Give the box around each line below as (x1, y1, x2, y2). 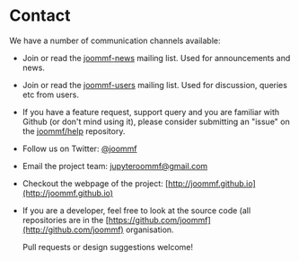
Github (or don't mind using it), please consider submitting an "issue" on (22, 116, 290, 127)
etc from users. (22, 89, 79, 100)
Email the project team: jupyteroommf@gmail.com (22, 160, 208, 171)
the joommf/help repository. (22, 125, 126, 136)
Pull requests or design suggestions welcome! (22, 241, 193, 252)
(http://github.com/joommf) (22, 224, 124, 235)
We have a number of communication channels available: (9, 35, 221, 46)
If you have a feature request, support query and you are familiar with (22, 106, 280, 117)
